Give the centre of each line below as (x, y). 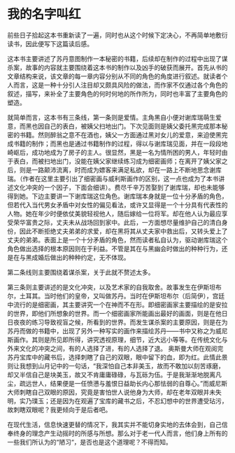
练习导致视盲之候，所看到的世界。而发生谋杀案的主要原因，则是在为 (129, 322)
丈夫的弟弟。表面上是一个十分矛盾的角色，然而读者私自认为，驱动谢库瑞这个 (117, 239)
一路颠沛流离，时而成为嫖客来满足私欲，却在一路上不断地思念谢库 (126, 169)
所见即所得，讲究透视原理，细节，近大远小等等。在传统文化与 (139, 340)
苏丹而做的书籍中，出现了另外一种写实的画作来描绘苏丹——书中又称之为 (111, 330)
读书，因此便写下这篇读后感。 (50, 43)
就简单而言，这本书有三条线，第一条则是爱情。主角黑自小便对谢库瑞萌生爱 (114, 117)
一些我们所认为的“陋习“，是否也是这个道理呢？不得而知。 (90, 442)
